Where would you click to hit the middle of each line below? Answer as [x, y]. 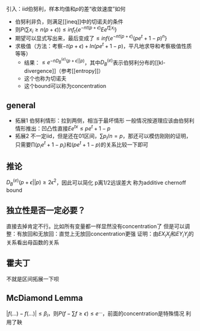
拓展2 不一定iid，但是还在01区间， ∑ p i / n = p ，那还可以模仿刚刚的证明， [103, 136]
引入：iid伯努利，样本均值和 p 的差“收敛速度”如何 [66, 9]
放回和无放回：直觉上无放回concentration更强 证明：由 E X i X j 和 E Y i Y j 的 [108, 234]
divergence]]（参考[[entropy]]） [64, 71]
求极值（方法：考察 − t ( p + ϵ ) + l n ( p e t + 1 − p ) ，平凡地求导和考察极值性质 [103, 45]
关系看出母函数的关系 [33, 242]
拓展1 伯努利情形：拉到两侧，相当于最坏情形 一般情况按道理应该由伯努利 [105, 120]
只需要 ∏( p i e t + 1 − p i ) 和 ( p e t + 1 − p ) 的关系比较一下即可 [82, 145]
